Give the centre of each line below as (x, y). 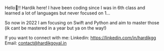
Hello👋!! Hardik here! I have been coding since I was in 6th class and (75, 8)
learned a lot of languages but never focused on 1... (58, 13)
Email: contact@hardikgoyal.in (36, 43)
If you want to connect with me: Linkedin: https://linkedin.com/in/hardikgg (81, 38)
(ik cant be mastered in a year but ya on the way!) (56, 28)
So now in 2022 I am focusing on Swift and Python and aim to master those (82, 23)
